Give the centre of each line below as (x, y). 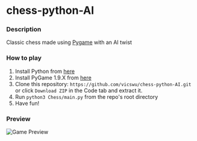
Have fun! (27, 103)
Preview (18, 119)
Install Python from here (45, 71)
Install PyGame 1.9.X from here (53, 77)
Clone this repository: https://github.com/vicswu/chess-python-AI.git (103, 84)
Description (24, 30)
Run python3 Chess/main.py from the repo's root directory (86, 96)
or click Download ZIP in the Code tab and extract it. (79, 90)
